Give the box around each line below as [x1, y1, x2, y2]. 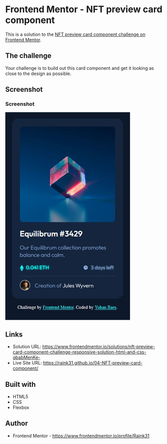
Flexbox [12, 404, 29, 411]
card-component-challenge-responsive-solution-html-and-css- [12, 349, 147, 355]
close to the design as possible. [5, 70, 72, 76]
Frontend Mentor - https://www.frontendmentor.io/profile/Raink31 [12, 432, 150, 439]
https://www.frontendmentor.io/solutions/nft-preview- [42, 344, 155, 350]
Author [5, 419, 28, 428]
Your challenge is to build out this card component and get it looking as [5, 65, 154, 71]
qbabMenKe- [12, 354, 41, 360]
